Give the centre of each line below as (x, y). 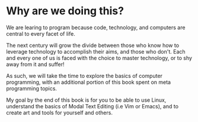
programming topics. (32, 88)
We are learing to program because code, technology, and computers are (96, 27)
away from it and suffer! (35, 64)
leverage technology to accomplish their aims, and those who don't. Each (96, 51)
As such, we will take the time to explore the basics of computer (84, 76)
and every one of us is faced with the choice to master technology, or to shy (99, 58)
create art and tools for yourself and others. (59, 112)
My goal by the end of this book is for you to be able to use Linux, (86, 100)
